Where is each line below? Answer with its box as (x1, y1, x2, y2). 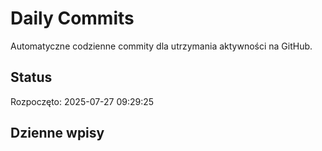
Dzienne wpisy (10, 125, 105, 142)
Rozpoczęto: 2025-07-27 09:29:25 (10, 95, 155, 107)
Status (10, 69, 53, 86)
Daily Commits (10, 7, 135, 30)
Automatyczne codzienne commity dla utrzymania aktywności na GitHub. (10, 40, 313, 52)
